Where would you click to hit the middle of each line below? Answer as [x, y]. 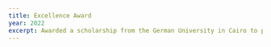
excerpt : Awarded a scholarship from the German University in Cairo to [133, 30]
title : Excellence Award [50, 16]
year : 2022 [27, 23]
